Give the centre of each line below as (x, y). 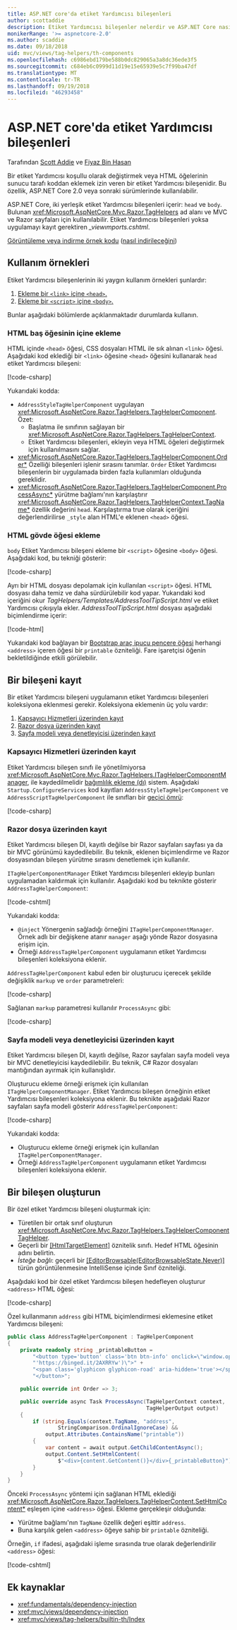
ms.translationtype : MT (42, 73)
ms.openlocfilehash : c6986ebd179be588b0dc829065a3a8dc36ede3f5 (102, 60)
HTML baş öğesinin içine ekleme (64, 333)
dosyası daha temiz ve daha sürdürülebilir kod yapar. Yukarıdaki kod (107, 593)
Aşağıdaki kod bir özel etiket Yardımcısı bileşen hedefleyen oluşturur (107, 1281)
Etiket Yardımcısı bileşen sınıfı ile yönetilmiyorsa (77, 767)
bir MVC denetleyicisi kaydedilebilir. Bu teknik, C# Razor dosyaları (103, 1063)
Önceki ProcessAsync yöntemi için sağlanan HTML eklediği (92, 1494)
